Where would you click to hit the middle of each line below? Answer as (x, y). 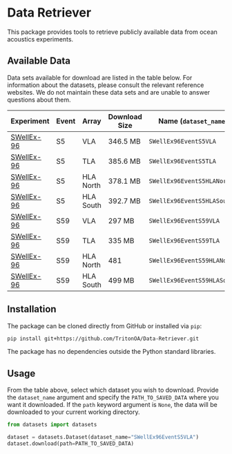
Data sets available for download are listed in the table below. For (100, 77)
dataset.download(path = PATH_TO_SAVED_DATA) (71, 444)
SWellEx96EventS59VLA (184, 220)
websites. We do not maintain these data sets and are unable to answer (109, 92)
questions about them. (39, 100)
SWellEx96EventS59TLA (184, 240)
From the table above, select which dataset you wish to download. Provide (113, 390)
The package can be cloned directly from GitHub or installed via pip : (105, 325)
